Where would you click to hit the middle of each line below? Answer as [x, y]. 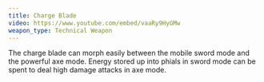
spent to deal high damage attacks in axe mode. [87, 70]
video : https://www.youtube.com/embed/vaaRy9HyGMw [94, 23]
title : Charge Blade [43, 16]
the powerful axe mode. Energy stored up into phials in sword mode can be [132, 61]
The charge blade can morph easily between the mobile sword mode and [129, 53]
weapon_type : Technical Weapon [60, 30]
